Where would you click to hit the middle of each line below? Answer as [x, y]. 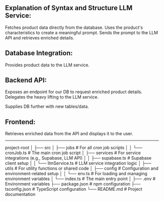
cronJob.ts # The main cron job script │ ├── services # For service [73, 153]
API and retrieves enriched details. [40, 38]
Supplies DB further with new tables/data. [47, 106]
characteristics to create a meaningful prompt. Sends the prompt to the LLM [82, 32]
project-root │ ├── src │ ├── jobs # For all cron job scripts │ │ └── [74, 148]
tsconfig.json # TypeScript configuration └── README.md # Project [74, 189]
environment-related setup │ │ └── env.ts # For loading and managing [76, 174]
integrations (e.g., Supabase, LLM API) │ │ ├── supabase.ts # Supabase [78, 158]
